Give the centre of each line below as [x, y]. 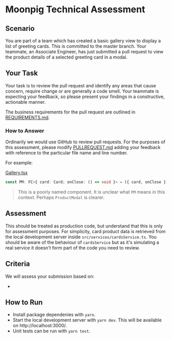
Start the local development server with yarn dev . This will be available [87, 320]
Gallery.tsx [17, 173]
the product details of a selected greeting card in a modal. [67, 57]
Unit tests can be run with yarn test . [51, 331]
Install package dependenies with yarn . [54, 315]
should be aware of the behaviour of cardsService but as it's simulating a [82, 242]
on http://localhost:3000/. [40, 326]
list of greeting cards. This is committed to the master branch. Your [76, 46]
